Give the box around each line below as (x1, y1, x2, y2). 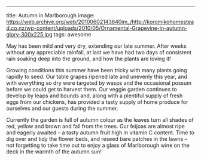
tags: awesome (53, 31, 92, 38)
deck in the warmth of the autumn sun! (6, 148, 102, 155)
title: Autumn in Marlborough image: (6, 12, 95, 19)
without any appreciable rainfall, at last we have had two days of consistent (6, 49, 192, 56)
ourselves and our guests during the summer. (6, 105, 118, 112)
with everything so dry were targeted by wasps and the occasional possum (6, 79, 192, 87)
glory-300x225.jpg (6, 31, 53, 38)
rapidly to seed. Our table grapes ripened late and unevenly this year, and (6, 73, 187, 80)
